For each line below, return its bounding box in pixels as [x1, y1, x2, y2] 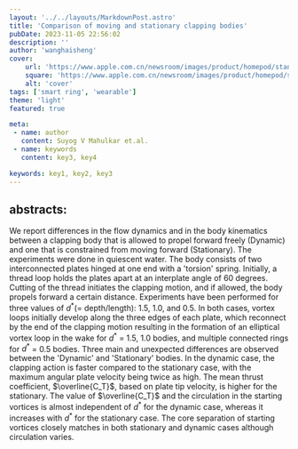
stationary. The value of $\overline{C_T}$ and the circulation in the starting [9, 390, 283, 401]
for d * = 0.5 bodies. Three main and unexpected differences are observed [9, 341, 279, 354]
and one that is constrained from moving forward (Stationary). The [9, 245, 253, 255]
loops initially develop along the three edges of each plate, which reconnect [9, 312, 286, 323]
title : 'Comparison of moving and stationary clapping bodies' [9, 21, 248, 30]
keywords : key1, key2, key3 [9, 169, 114, 178]
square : [25, 71, 53, 80]
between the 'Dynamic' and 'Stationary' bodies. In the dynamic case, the [9, 353, 275, 364]
